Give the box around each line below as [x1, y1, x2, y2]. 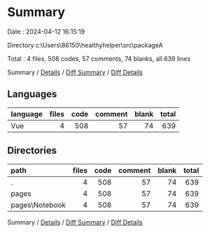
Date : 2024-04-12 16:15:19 [7, 27, 85, 36]
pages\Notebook [10, 200, 66, 210]
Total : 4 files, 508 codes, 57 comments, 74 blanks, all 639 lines [7, 54, 191, 63]
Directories [7, 145, 57, 157]
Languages [7, 88, 57, 100]
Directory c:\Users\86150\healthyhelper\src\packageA [7, 41, 163, 49]
